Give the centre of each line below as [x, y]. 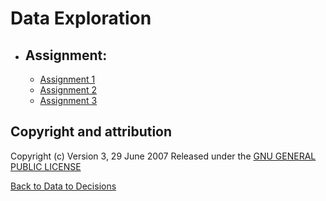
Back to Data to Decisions [63, 186]
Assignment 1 [67, 79]
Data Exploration [81, 18]
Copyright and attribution [91, 132]
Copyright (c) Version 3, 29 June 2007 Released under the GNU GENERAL [163, 156]
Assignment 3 [68, 100]
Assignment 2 [68, 90]
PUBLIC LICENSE [46, 166]
